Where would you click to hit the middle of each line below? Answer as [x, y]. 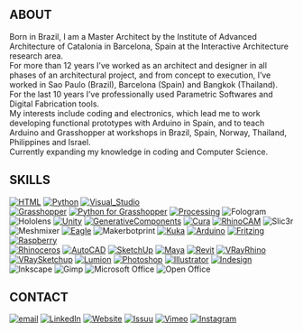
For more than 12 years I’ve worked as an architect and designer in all [138, 65]
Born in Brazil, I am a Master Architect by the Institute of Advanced [133, 36]
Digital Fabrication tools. [55, 104]
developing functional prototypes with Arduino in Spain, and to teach [137, 123]
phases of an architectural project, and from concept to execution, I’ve [140, 75]
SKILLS [30, 180]
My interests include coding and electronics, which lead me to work [135, 113]
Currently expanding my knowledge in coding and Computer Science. [139, 152]
